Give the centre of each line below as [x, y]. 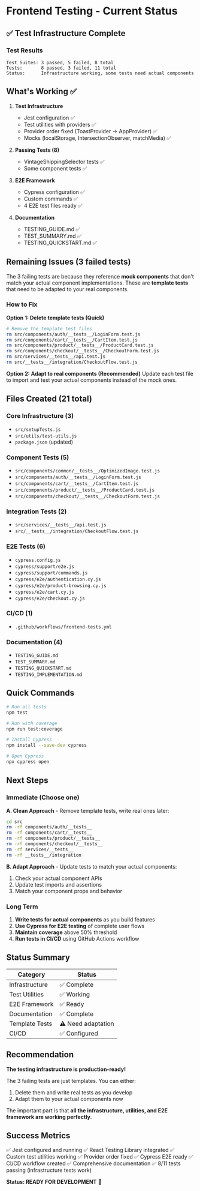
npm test [17, 713]
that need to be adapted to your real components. [67, 289]
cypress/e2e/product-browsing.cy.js [60, 586]
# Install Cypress [29, 740]
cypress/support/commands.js [51, 573]
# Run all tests [26, 707]
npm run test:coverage [34, 729]
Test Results [25, 50]
